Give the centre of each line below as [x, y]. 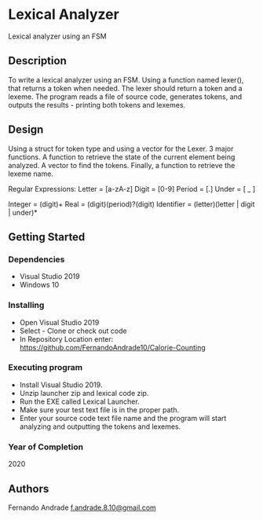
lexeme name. [31, 174]
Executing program [46, 368]
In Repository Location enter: [66, 339]
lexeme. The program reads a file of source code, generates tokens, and [125, 97]
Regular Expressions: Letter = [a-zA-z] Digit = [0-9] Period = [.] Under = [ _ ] [132, 189]
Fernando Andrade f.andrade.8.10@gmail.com [82, 507]
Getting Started [47, 237]
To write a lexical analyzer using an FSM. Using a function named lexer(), [126, 79]
